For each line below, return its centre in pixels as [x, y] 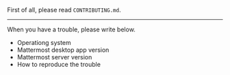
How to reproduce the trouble [59, 64]
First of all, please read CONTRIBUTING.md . [64, 10]
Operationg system [44, 43]
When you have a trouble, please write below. [71, 29]
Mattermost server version [54, 57]
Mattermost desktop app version [63, 50]
